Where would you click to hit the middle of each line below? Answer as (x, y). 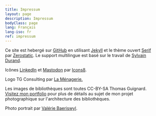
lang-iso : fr (18, 32)
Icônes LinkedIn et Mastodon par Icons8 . (46, 70)
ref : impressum (20, 37)
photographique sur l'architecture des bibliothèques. (58, 99)
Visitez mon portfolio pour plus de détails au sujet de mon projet (69, 94)
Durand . (13, 60)
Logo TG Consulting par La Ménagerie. (44, 79)
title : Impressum (23, 9)
